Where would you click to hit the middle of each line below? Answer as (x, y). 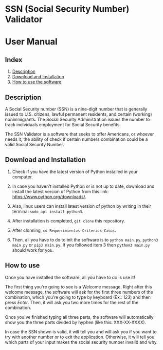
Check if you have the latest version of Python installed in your (75, 172)
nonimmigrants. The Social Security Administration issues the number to (77, 119)
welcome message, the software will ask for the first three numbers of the (79, 292)
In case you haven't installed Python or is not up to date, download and (83, 186)
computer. (22, 176)
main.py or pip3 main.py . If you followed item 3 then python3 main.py (81, 245)
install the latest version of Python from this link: (60, 191)
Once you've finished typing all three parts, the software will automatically (79, 317)
